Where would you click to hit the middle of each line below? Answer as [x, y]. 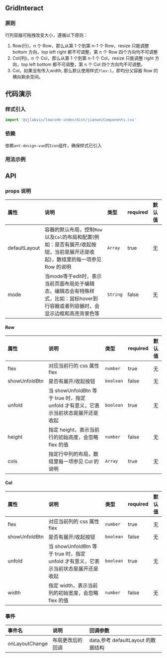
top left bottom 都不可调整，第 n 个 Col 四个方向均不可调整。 [83, 64]
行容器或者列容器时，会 [72, 306]
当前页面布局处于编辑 [70, 284]
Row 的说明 [58, 267]
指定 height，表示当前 [74, 430]
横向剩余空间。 [28, 77]
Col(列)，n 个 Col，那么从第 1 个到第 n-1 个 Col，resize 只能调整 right [83, 58]
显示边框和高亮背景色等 [72, 314]
